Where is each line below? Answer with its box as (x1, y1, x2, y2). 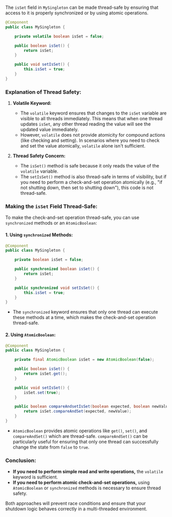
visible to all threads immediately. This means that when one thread (20, 116, 163, 122)
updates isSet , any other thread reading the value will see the (20, 121, 151, 127)
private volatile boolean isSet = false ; (14, 33, 104, 39)
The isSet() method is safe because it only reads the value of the (20, 163, 160, 169)
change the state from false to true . (12, 444, 90, 450)
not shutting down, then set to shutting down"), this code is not (20, 184, 154, 191)
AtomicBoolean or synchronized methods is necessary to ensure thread (12, 485, 161, 491)
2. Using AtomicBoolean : (5, 331, 56, 338)
